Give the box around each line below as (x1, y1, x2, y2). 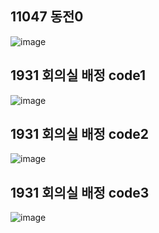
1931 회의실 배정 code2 (10, 126, 150, 143)
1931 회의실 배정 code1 (10, 67, 147, 84)
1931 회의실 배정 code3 (10, 184, 150, 201)
